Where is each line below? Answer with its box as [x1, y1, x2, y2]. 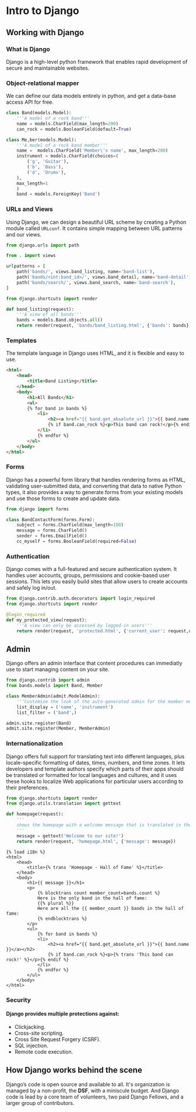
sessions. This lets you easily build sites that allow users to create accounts [6, 578, 188, 585]
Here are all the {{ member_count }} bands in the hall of [37, 905, 184, 911]
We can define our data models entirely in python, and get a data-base [6, 93, 176, 100]
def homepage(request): [6, 811, 64, 817]
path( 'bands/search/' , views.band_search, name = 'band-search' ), [16, 279, 176, 285]
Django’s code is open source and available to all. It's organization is [6, 1080, 170, 1087]
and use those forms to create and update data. [6, 495, 121, 502]
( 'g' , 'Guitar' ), [27, 159, 69, 165]
